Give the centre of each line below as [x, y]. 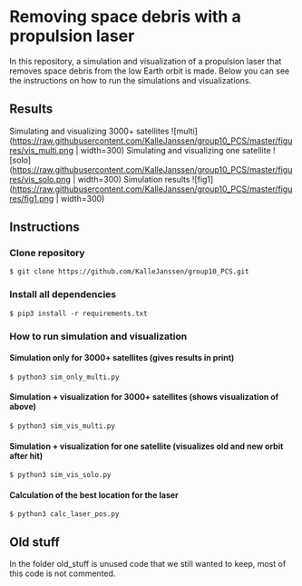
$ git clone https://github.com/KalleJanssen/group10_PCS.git [129, 272]
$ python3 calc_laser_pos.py [64, 514]
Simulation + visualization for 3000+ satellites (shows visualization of [144, 397]
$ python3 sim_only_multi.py [64, 377]
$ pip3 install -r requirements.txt [78, 313]
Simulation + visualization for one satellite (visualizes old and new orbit [146, 446]
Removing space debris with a [126, 17]
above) [23, 407]
